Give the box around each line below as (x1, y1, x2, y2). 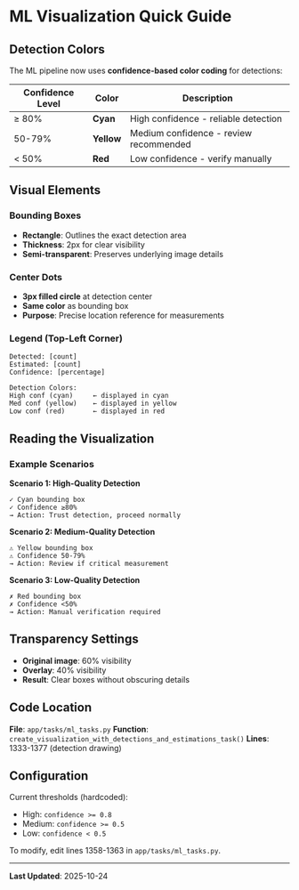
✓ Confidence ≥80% (9, 503, 77, 512)
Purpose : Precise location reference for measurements (21, 310, 225, 320)
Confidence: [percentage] (9, 368, 105, 377)
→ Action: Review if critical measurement (9, 559, 169, 568)
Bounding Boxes (9, 209, 82, 222)
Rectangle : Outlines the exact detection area (21, 230, 187, 240)
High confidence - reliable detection (130, 113, 283, 125)
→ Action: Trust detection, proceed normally (9, 510, 181, 520)
